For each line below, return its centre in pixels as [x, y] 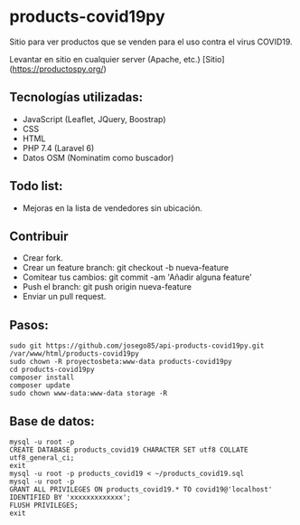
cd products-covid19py [52, 370]
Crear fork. [42, 258]
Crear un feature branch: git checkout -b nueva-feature [126, 268]
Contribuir [39, 236]
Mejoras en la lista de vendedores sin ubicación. [112, 208]
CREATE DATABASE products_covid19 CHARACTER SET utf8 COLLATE [129, 450]
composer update [40, 386]
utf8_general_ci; [42, 458]
